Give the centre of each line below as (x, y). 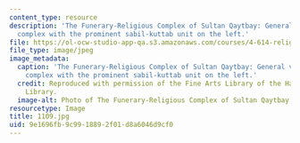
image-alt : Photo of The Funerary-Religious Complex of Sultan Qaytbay (154, 100)
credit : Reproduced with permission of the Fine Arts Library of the (149, 83)
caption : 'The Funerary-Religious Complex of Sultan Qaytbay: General (151, 68)
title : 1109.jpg (39, 116)
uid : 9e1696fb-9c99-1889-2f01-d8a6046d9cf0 (92, 125)
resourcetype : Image (48, 108)
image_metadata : (39, 59)
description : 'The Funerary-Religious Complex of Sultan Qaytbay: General (151, 26)
